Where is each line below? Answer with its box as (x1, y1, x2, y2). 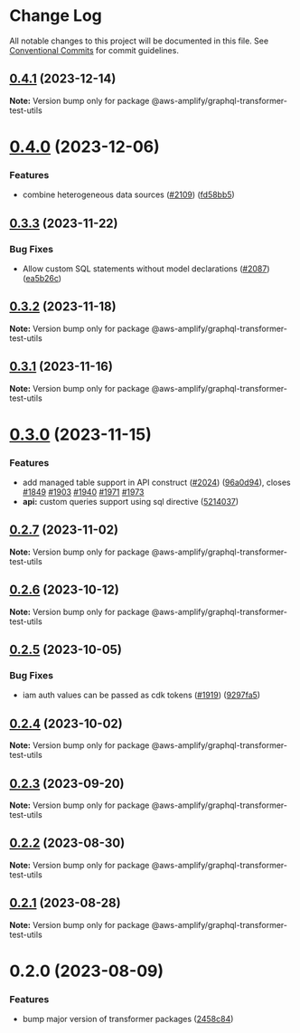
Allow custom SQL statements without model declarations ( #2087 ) (22, 263, 270, 274)
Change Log (9, 5, 102, 26)
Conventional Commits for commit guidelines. (9, 44, 179, 55)
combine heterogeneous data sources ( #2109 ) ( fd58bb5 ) (22, 189, 235, 200)
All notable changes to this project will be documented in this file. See (9, 35, 269, 46)
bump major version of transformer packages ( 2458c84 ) (22, 1014, 234, 1025)
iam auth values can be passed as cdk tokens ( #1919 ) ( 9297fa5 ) (22, 689, 260, 701)
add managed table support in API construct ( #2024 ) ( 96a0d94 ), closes (22, 477, 291, 488)
